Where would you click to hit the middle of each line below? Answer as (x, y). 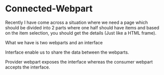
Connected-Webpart (49, 9)
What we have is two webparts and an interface (54, 42)
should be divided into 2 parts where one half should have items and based (82, 27)
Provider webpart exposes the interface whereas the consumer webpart (79, 62)
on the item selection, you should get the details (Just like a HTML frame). (81, 33)
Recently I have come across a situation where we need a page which (77, 22)
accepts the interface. (28, 67)
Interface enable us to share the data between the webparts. (67, 52)
